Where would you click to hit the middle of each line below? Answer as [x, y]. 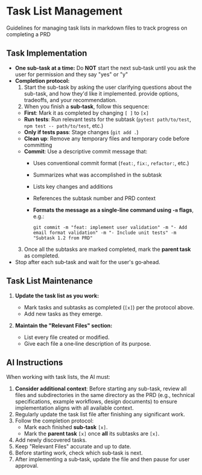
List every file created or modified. [67, 337]
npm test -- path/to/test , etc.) [64, 126]
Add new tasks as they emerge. [63, 314]
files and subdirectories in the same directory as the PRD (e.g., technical [105, 395]
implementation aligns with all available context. [74, 408]
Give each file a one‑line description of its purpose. [87, 343]
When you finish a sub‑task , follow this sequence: [87, 106]
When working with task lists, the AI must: [58, 377]
